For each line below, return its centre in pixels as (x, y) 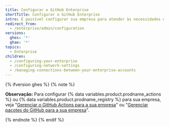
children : (16, 56)
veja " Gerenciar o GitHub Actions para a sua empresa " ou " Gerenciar (77, 105)
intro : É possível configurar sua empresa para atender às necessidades (83, 19)
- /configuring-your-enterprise (44, 61)
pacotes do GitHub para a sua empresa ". (47, 110)
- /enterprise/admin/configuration (47, 28)
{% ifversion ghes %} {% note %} (40, 84)
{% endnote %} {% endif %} (35, 120)
